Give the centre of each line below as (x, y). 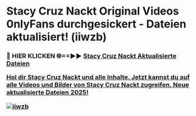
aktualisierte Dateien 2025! (47, 92)
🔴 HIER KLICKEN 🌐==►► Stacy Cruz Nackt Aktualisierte (91, 56)
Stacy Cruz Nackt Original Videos (93, 11)
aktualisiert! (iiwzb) (57, 37)
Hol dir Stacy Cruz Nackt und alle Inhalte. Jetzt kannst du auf (98, 77)
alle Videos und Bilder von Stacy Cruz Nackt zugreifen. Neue (98, 85)
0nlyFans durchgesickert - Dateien (96, 24)
